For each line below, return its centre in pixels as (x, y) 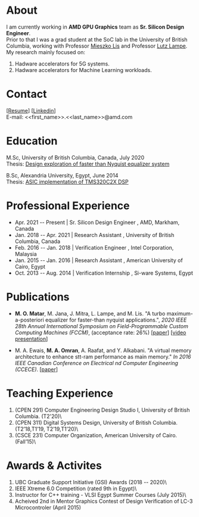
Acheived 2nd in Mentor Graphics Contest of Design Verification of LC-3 (104, 501)
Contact (27, 94)
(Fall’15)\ (25, 441)
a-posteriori (29, 320)
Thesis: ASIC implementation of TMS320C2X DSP (68, 182)
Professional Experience (68, 205)
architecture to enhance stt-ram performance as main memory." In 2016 (103, 356)
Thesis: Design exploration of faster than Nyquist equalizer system (88, 164)
